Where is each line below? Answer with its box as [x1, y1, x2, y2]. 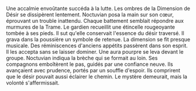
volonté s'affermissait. [6, 79, 60, 86]
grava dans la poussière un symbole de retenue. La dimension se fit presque [6, 36, 191, 43]
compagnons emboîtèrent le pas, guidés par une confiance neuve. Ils [6, 61, 174, 68]
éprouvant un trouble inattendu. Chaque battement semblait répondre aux [6, 17, 184, 24]
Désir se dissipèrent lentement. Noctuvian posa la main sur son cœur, [6, 11, 174, 18]
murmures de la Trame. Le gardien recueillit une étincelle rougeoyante [6, 23, 176, 30]
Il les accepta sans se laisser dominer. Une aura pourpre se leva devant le [6, 48, 184, 55]
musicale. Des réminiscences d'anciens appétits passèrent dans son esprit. [6, 42, 188, 49]
